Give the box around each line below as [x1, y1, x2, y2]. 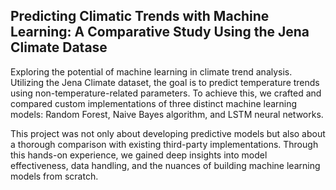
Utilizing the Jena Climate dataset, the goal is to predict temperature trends [10, 76, 320, 88]
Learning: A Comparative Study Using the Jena [10, 24, 310, 41]
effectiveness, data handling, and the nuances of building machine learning [10, 159, 321, 171]
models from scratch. [10, 170, 99, 182]
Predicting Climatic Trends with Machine [10, 8, 270, 25]
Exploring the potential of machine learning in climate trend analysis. [10, 65, 293, 78]
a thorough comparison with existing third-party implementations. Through [10, 138, 319, 150]
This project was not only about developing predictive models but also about [10, 127, 326, 139]
